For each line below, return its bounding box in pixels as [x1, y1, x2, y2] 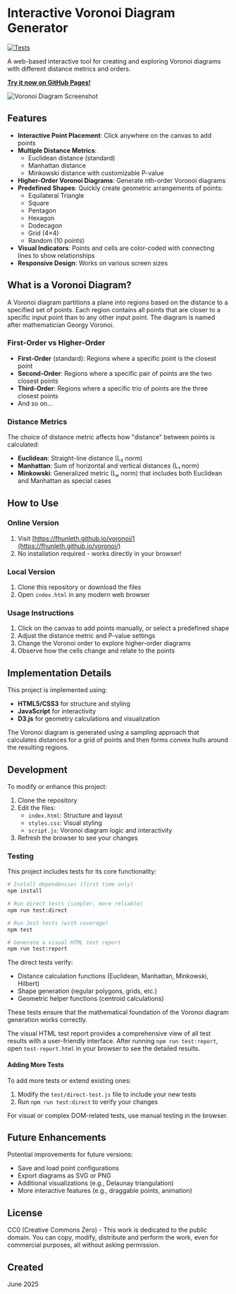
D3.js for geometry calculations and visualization [17, 715, 161, 723]
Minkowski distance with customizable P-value [27, 168, 164, 177]
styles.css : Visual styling [27, 819, 102, 827]
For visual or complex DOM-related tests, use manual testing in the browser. [7, 1111, 228, 1120]
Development [7, 764, 68, 776]
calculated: [7, 440, 40, 449]
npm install [7, 888, 42, 895]
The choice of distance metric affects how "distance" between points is [7, 433, 216, 441]
